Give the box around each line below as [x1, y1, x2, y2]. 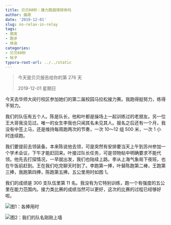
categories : [5, 46, 31, 51]
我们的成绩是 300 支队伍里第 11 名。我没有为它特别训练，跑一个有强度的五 [5, 180, 161, 186]
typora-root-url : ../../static [5, 60, 72, 65]
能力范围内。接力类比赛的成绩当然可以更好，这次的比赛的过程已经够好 [14, 186, 161, 192]
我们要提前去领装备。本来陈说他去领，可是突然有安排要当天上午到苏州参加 [5, 144, 161, 150]
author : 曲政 [5, 12, 32, 17]
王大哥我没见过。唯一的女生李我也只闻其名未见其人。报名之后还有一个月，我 [5, 120, 166, 126]
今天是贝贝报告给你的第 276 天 [17, 75, 82, 81]
